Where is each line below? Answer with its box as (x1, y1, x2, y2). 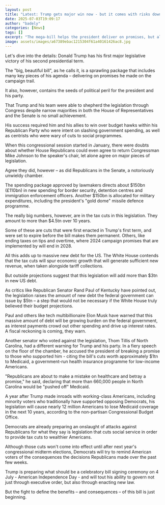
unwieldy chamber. (5, 173, 44, 178)
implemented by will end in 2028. (5, 243, 73, 249)
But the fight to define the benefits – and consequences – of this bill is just (5, 489, 155, 495)
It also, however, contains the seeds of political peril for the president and (5, 87, 154, 93)
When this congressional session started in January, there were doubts (5, 142, 149, 148)
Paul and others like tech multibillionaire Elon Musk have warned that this (5, 312, 153, 318)
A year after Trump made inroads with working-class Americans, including (5, 393, 156, 399)
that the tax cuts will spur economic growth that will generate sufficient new (5, 258, 159, 264)
